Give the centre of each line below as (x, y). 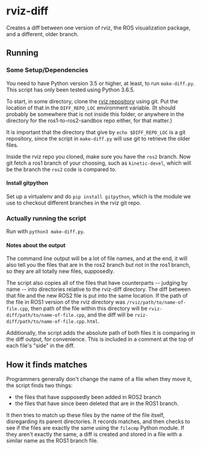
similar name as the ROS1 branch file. (52, 441)
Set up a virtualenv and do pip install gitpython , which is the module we (99, 196)
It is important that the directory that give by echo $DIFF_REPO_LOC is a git (96, 132)
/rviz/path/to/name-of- (156, 303)
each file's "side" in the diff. (41, 346)
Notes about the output (36, 245)
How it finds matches (47, 365)
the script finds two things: (39, 385)
